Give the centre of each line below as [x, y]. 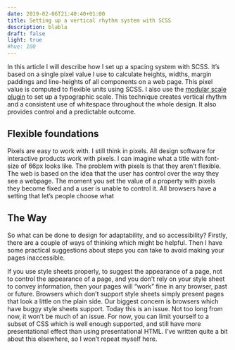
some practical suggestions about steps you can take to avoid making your [116, 250]
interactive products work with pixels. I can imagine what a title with [106, 158]
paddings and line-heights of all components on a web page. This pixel [110, 82]
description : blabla [38, 27]
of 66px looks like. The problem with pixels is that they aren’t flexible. [121, 166]
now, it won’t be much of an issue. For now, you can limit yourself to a [108, 316]
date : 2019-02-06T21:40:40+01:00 [56, 14]
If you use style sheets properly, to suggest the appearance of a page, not [115, 271]
